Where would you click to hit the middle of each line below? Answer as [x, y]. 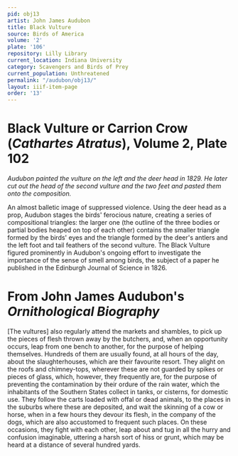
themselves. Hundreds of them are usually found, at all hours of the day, [113, 354]
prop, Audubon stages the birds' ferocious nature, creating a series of [109, 215]
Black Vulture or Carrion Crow [98, 128]
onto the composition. [39, 193]
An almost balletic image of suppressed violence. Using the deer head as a [117, 208]
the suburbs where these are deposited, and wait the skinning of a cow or [115, 407]
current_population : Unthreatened [59, 73]
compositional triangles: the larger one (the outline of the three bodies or [114, 223]
